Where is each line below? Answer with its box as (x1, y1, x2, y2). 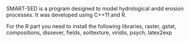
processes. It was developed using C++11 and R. (6, 11, 127, 18)
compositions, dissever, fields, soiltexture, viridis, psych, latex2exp (6, 29, 173, 36)
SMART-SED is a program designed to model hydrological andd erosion (6, 5, 184, 12)
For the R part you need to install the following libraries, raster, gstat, (6, 23, 177, 30)
